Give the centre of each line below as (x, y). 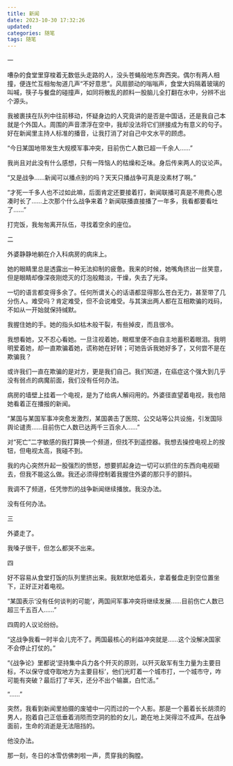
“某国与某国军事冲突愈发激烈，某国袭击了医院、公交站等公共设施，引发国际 (115, 419)
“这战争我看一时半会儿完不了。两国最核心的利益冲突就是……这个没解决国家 (114, 639)
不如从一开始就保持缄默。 (44, 310)
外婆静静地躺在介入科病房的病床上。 (59, 254)
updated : (20, 26)
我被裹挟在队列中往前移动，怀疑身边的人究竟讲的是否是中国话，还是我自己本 (116, 116)
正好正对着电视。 (43, 587)
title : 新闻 (23, 14)
